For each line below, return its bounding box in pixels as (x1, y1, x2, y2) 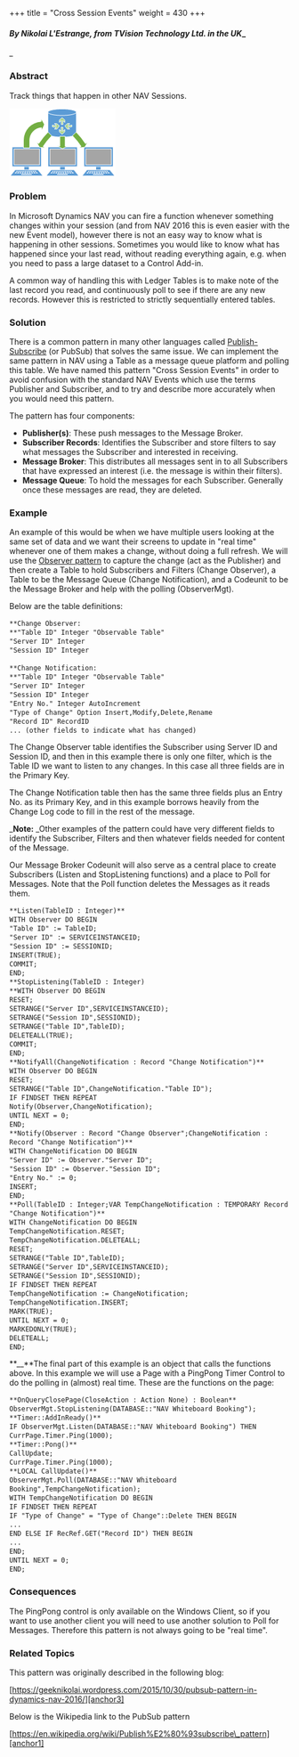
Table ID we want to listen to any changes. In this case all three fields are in (9, 761, 285, 771)
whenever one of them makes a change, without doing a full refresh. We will (9, 546, 288, 557)
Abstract (9, 70, 49, 83)
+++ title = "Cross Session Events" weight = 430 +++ (9, 8, 206, 18)
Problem (9, 191, 47, 203)
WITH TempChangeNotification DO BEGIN (9, 1493, 153, 1503)
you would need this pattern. (9, 394, 115, 404)
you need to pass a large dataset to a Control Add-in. (9, 257, 204, 268)
